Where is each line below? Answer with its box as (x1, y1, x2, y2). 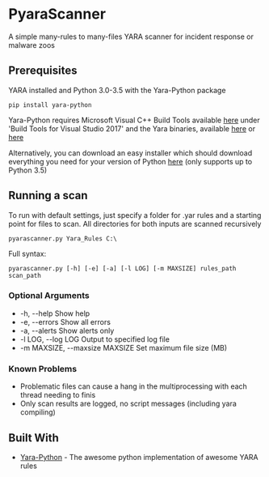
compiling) (19, 407, 57, 417)
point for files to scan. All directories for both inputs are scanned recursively (8, 219, 262, 228)
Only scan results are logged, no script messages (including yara (19, 398, 237, 409)
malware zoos (8, 40, 55, 49)
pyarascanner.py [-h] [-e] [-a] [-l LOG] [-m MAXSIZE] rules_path (8, 264, 237, 272)
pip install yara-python (8, 100, 92, 109)
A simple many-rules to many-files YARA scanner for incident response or (8, 32, 254, 41)
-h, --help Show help (19, 309, 90, 318)
